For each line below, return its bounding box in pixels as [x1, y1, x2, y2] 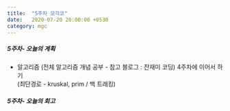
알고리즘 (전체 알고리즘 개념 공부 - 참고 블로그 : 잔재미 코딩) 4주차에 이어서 [16, 63, 216, 72]
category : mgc [7, 22, 48, 29]
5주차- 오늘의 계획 [7, 44, 56, 52]
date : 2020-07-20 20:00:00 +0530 [7, 16, 109, 23]
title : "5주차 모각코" [7, 10, 68, 17]
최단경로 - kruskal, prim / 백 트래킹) [19, 80, 116, 89]
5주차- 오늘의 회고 [7, 97, 56, 105]
